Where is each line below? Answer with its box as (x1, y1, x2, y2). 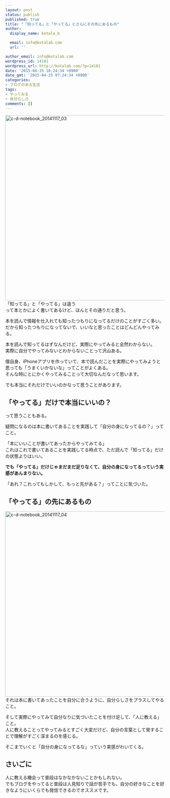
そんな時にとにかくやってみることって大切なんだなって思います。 (5, 371, 142, 377)
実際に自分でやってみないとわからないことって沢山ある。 (5, 348, 125, 354)
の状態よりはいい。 (5, 453, 46, 459)
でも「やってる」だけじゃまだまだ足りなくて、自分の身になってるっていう (5, 464, 159, 470)
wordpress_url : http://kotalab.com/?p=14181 (5, 63, 101, 68)
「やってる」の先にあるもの (5, 497, 92, 506)
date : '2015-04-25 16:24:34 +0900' (5, 68, 80, 73)
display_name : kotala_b (10, 31, 60, 36)
